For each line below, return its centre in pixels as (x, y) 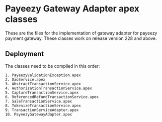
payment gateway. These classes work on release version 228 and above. (81, 38)
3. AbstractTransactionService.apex (43, 84)
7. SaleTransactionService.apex (39, 101)
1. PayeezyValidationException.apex (43, 75)
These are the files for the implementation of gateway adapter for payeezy (81, 33)
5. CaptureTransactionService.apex (42, 93)
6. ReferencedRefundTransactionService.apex (52, 97)
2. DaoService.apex (25, 79)
